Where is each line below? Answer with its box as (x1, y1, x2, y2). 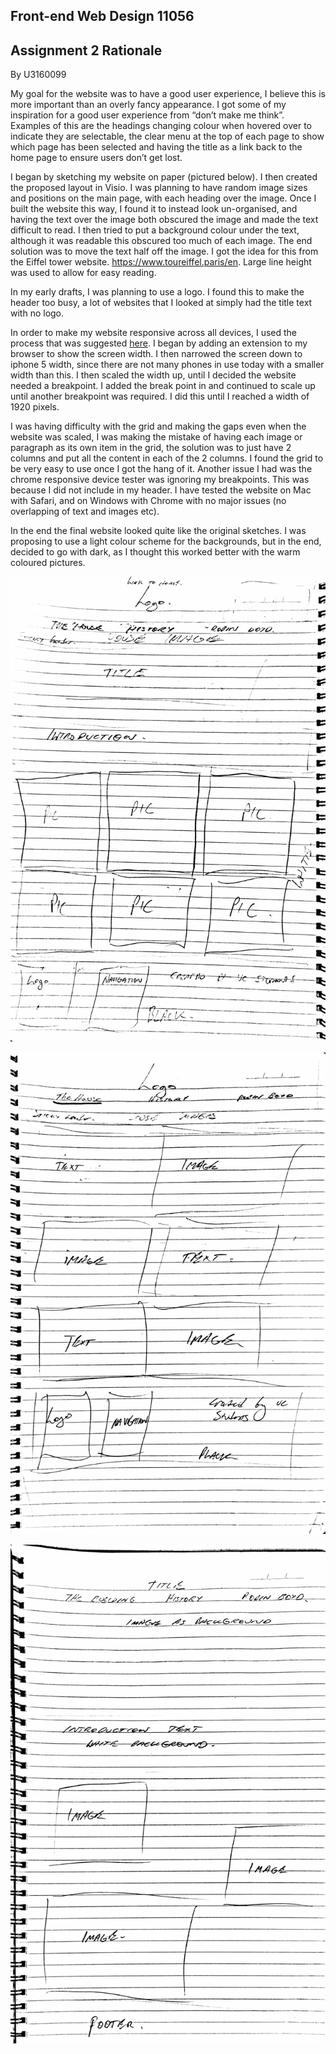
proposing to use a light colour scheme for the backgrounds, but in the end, (10, 535, 322, 548)
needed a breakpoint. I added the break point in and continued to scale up (10, 380, 316, 392)
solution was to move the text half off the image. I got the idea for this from (10, 245, 319, 258)
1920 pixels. (10, 401, 60, 413)
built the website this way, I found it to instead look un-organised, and (10, 203, 298, 215)
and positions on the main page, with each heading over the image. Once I (10, 192, 317, 204)
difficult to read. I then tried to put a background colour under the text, (10, 224, 300, 236)
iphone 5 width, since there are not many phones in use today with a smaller (10, 359, 325, 371)
